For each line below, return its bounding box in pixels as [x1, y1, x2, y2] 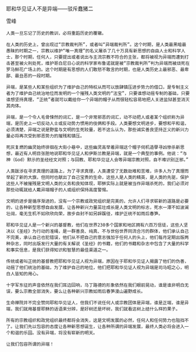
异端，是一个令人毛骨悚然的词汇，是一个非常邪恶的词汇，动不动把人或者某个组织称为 [6, 114, 180, 120]
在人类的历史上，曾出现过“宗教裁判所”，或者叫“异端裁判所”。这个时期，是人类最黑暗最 [6, 42, 187, 48]
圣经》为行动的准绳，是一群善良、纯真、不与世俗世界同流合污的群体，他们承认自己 [19, 228, 189, 234]
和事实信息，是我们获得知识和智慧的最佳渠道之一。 [6, 247, 111, 253]
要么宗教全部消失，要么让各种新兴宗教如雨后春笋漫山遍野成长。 [14, 289, 146, 295]
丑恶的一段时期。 [19, 73, 54, 79]
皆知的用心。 [14, 271, 42, 277]
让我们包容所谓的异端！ [6, 341, 54, 347]
